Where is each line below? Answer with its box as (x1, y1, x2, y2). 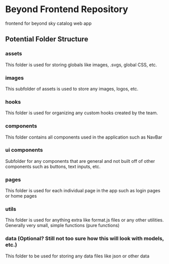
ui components (5, 147, 43, 154)
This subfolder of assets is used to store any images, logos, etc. (5, 85, 139, 92)
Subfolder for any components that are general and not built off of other (5, 158, 155, 164)
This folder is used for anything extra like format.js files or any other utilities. (5, 217, 164, 223)
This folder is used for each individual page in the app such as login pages (5, 188, 160, 194)
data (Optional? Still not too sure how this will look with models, (5, 235, 164, 242)
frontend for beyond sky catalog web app (5, 20, 92, 26)
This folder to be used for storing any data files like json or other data (5, 253, 150, 259)
